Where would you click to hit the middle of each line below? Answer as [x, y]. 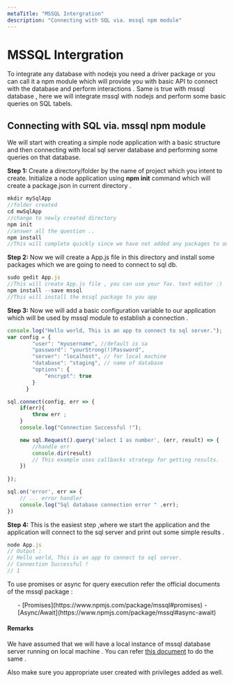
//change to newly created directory [62, 218]
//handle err [51, 447]
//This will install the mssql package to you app [82, 297]
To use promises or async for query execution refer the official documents [114, 584]
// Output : [24, 551]
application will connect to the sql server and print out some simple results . [116, 532]
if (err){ [32, 408]
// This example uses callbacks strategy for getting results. [126, 460]
